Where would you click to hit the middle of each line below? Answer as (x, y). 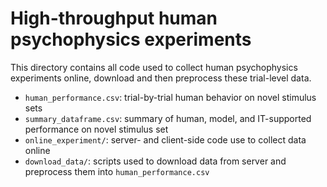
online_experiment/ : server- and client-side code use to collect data (165, 139)
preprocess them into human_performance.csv (117, 171)
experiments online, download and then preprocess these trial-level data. (161, 78)
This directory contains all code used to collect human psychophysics (154, 67)
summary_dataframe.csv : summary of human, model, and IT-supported (168, 118)
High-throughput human (114, 18)
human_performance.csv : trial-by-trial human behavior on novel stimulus (170, 97)
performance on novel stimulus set (96, 129)
